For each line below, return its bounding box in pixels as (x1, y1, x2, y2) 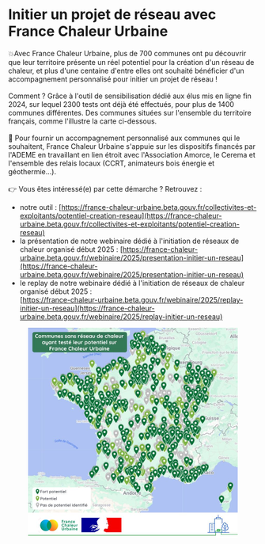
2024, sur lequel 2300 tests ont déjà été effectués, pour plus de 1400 (8, 99, 235, 108)
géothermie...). (8, 166, 57, 176)
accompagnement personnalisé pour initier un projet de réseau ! (8, 74, 218, 84)
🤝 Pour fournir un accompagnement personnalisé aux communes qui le (8, 133, 240, 143)
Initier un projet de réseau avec (8, 6, 217, 24)
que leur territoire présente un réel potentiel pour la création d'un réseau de (8, 57, 255, 67)
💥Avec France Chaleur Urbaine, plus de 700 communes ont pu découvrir (8, 48, 247, 58)
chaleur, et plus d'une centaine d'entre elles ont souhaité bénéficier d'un (8, 66, 244, 75)
